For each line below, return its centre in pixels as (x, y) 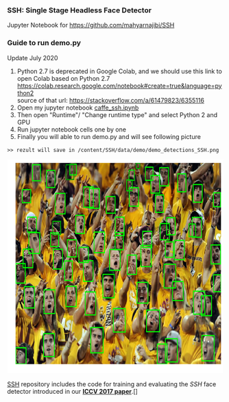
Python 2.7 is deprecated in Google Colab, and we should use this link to (120, 71)
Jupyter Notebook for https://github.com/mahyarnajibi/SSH (91, 25)
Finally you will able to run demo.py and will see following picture (109, 136)
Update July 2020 (33, 58)
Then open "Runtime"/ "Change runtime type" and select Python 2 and (117, 114)
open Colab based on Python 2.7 (63, 78)
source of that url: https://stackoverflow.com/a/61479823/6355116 (110, 100)
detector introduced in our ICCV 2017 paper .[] (73, 391)
